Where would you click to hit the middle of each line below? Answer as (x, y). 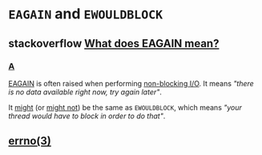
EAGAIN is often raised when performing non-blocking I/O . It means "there (131, 83)
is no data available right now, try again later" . (85, 92)
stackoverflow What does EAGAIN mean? (114, 44)
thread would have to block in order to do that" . (87, 116)
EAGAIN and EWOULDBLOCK (86, 14)
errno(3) (30, 141)
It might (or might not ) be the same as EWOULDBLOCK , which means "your (125, 107)
